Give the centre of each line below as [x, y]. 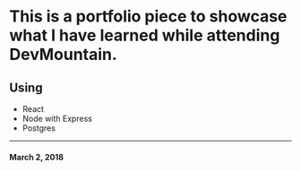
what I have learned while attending [145, 35]
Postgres [39, 128]
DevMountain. [64, 55]
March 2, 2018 [37, 157]
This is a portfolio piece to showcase [148, 17]
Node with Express [57, 119]
